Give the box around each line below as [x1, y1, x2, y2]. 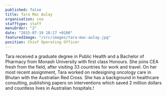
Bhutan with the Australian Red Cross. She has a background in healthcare [5, 74, 159, 80]
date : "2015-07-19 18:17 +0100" [5, 30, 73, 35]
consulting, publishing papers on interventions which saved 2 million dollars [5, 80, 162, 86]
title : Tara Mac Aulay [5, 12, 53, 17]
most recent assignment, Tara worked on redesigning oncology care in [5, 69, 151, 75]
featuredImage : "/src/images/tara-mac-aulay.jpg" [5, 35, 111, 40]
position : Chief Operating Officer [5, 40, 80, 45]
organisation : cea [5, 16, 44, 21]
